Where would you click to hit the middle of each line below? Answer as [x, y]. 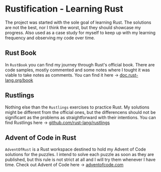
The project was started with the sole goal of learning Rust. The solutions [78, 22]
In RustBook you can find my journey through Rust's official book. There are [80, 64]
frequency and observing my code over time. [50, 38]
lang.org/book [19, 80]
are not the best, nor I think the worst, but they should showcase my [73, 27]
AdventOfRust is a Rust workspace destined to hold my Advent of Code [76, 149]
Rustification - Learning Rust [64, 9]
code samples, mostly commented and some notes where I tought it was [78, 70]
